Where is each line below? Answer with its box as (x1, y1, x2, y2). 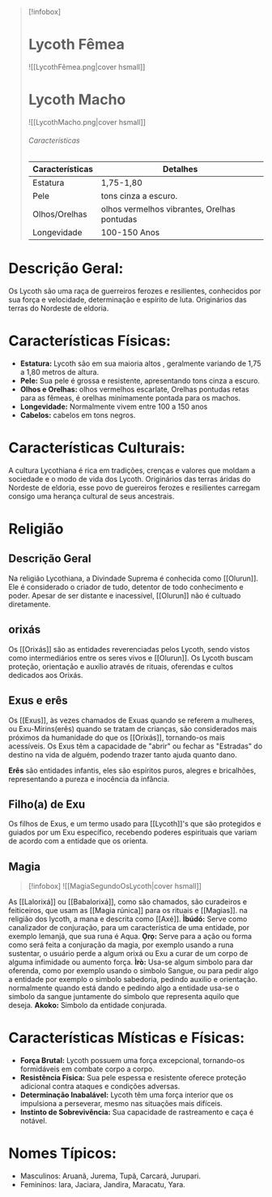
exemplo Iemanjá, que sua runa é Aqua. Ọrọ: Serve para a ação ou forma (8, 932, 253, 942)
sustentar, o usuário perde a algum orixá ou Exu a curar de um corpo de (8, 949, 249, 959)
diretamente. (8, 599, 51, 609)
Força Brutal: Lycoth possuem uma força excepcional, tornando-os (19, 1056, 245, 1066)
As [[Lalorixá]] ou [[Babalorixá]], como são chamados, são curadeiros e (8, 897, 248, 907)
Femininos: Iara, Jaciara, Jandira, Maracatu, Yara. (19, 1180, 186, 1190)
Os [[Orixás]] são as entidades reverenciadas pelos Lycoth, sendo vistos (8, 644, 250, 654)
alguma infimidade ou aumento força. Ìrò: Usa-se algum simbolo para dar (8, 957, 253, 967)
